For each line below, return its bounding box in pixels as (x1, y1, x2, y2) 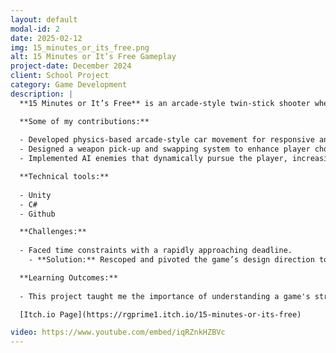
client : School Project (10, 71, 110, 81)
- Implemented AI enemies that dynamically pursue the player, (19, 154, 288, 164)
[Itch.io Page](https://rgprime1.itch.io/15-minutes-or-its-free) (19, 309, 302, 320)
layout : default (10, 14, 78, 25)
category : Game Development (10, 80, 128, 90)
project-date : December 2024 (10, 61, 132, 71)
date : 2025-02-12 (10, 33, 83, 43)
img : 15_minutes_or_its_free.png (10, 42, 150, 53)
